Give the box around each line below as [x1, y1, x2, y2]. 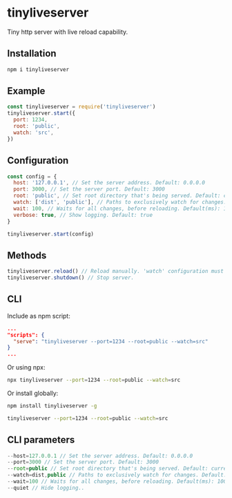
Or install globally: [7, 389, 59, 397]
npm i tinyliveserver [7, 66, 70, 73]
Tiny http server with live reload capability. [7, 28, 128, 36]
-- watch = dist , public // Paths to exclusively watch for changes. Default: [7, 472, 227, 479]
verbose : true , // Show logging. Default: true [13, 211, 153, 218]
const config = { [7, 173, 57, 180]
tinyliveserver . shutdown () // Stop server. [7, 274, 135, 281]
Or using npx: [7, 363, 46, 372]
